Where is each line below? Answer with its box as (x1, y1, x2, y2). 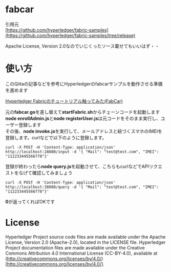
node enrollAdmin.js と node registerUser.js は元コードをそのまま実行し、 (5, 115, 161, 121)
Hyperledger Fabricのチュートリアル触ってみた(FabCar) (5, 98, 123, 104)
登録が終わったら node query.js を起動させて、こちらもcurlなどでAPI (5, 163, 149, 170)
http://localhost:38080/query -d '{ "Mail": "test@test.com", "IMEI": (5, 184, 159, 190)
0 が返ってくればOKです (5, 198, 55, 204)
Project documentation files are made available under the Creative (5, 244, 145, 250)
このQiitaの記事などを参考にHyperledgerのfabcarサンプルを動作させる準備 (5, 80, 163, 87)
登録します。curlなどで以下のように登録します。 (5, 134, 107, 140)
